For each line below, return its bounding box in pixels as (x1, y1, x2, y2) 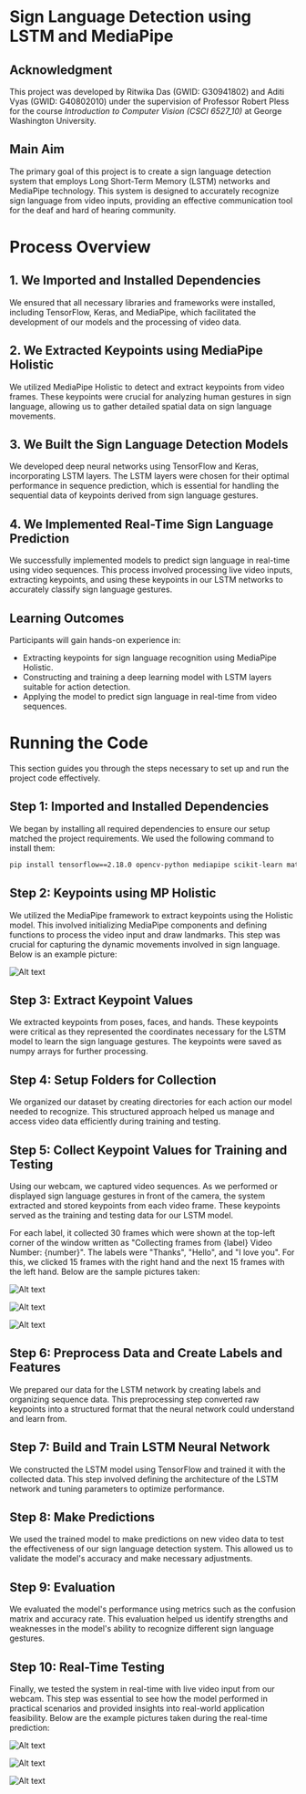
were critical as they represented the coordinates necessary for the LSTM (9, 1026, 287, 1037)
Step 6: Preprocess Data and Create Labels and (9, 1345, 283, 1361)
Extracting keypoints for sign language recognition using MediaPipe (22, 652, 277, 663)
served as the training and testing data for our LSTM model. (9, 1209, 234, 1220)
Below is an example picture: (9, 949, 117, 959)
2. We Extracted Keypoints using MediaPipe (9, 343, 264, 358)
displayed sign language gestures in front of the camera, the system (9, 1190, 266, 1201)
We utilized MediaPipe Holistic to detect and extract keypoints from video (9, 381, 285, 392)
